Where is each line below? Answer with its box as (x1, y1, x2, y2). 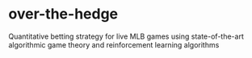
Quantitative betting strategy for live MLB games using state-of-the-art (8, 31, 244, 41)
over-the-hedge (8, 5, 119, 23)
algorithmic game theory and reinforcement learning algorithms (8, 39, 220, 49)
